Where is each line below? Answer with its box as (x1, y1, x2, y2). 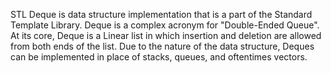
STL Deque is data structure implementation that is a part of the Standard (10, 9, 313, 20)
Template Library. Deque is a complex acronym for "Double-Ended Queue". (10, 19, 320, 31)
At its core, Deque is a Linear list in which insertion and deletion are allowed (10, 30, 322, 41)
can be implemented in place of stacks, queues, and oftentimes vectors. (10, 51, 308, 63)
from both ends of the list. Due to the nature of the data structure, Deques (10, 40, 315, 52)
